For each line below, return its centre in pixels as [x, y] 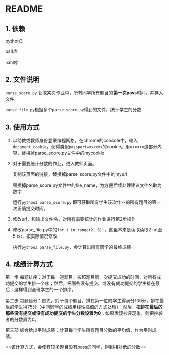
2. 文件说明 [22, 79]
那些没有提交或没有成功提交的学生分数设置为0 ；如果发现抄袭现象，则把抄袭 [84, 313]
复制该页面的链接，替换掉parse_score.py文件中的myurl [70, 174]
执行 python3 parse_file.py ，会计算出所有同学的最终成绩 [72, 247]
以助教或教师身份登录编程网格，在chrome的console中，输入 [75, 140]
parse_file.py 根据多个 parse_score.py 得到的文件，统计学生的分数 [73, 109]
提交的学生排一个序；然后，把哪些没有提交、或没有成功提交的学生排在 [82, 283]
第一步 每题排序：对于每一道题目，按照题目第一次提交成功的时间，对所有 [81, 277]
